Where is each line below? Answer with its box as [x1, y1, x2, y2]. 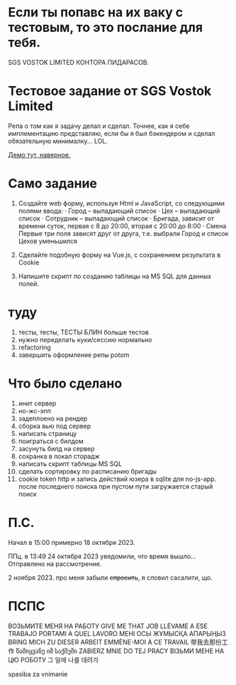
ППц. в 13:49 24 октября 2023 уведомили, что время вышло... [8, 552, 197, 561]
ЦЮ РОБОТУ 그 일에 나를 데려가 [8, 655, 99, 664]
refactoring [18, 343, 52, 351]
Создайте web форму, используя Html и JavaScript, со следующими [18, 198, 225, 207]
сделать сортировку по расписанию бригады [18, 467, 157, 475]
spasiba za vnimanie [8, 669, 68, 678]
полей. [18, 279, 39, 288]
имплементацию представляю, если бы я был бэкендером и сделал [8, 129, 215, 137]
